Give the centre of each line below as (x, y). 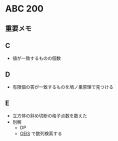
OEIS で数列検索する (41, 133)
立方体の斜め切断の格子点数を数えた (50, 116)
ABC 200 (24, 9)
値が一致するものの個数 (36, 58)
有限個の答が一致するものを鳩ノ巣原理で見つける (63, 87)
